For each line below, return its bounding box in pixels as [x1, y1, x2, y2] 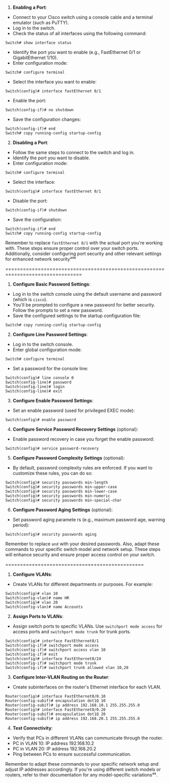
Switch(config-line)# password [5, 380, 72, 385]
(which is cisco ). [12, 296, 47, 302]
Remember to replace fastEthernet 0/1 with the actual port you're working [5, 240, 163, 246]
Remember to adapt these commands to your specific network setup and [5, 761, 159, 767]
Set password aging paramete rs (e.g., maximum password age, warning [12, 517, 165, 522]
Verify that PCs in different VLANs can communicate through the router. [12, 735, 163, 741]
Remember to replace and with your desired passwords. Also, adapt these [5, 541, 159, 547]
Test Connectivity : [12, 725, 53, 731]
